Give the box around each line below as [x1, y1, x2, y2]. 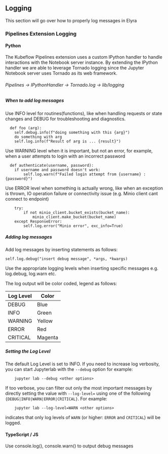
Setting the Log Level [5, 348, 51, 354]
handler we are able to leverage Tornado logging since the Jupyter [5, 64, 144, 70]
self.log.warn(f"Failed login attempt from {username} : [23, 172, 146, 177]
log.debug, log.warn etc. [5, 271, 57, 277]
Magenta [37, 334, 58, 341]
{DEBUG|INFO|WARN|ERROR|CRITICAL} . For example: [5, 396, 108, 402]
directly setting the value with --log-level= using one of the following [5, 390, 151, 397]
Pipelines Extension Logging [5, 30, 77, 37]
